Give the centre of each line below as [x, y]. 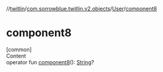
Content [16, 56]
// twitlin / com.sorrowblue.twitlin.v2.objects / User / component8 [81, 9]
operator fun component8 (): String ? [50, 62]
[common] [19, 49]
